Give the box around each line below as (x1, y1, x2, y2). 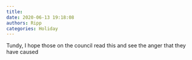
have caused (6, 49, 39, 56)
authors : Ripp (6, 20, 42, 26)
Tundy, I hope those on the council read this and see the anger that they (6, 42, 186, 49)
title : (6, 8, 23, 15)
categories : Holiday (6, 25, 59, 32)
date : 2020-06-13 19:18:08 (6, 14, 74, 20)
